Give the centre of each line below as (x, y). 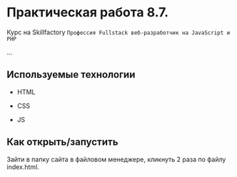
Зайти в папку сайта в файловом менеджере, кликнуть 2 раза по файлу (116, 159)
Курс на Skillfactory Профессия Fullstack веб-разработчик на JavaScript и (118, 32)
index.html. (23, 167)
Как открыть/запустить (62, 142)
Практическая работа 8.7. (88, 12)
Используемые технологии (71, 75)
